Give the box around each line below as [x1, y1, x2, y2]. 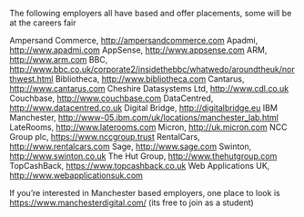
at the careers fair [9, 17, 76, 28]
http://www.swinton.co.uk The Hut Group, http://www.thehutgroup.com [9, 151, 278, 162]
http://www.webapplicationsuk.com [9, 170, 144, 181]
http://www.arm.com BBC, [9, 54, 108, 64]
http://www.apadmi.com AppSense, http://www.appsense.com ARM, [9, 44, 268, 55]
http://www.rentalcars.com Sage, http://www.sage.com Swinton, [9, 141, 252, 152]
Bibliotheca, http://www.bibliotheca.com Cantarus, [55, 74, 245, 84]
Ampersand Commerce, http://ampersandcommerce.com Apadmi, [9, 35, 258, 45]
